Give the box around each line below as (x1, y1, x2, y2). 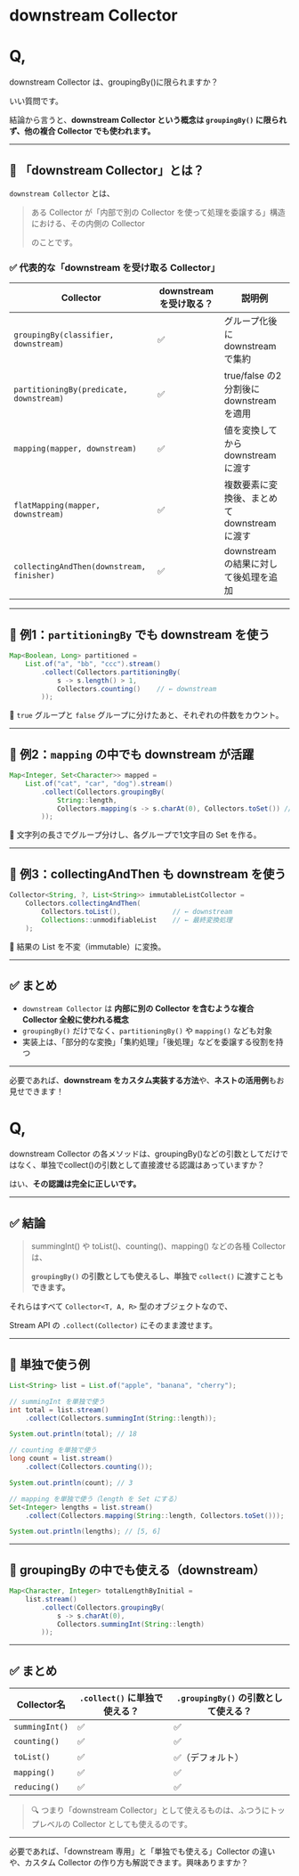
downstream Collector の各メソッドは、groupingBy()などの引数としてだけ (9, 1148, 281, 1159)
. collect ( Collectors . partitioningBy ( (41, 667, 181, 677)
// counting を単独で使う (9, 1446, 98, 1455)
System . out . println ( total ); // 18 (9, 1430, 138, 1439)
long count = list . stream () (9, 1454, 114, 1464)
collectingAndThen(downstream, (13, 562, 147, 572)
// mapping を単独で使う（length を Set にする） (9, 1494, 181, 1504)
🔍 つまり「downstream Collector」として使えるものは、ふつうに (30, 1805, 270, 1815)
